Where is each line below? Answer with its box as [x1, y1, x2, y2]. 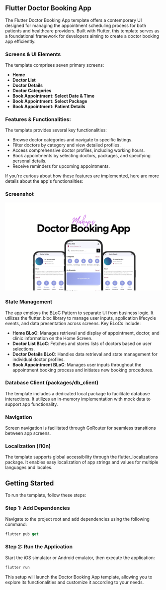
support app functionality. [5, 401, 58, 407]
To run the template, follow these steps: [5, 492, 86, 498]
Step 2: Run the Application [5, 543, 73, 550]
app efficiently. [5, 38, 36, 44]
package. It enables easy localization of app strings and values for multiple [5, 459, 159, 465]
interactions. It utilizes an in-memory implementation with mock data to [5, 396, 151, 402]
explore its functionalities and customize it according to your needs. [5, 579, 144, 585]
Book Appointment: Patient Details [12, 104, 85, 110]
